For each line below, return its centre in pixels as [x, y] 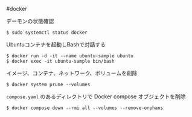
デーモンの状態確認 [30, 21]
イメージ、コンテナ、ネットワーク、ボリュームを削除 [72, 73]
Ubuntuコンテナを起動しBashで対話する [56, 44]
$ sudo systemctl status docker [47, 33]
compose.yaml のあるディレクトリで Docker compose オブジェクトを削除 [96, 96]
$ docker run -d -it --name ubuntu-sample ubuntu [70, 56]
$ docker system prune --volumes [48, 84]
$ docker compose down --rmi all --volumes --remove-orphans [85, 108]
